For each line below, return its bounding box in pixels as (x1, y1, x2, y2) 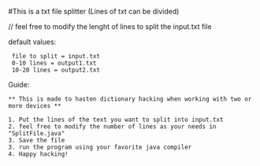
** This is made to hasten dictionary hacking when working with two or (8, 95, 252, 103)
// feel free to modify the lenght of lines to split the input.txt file (8, 22, 212, 31)
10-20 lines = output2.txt (11, 66, 101, 74)
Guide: (8, 80, 30, 89)
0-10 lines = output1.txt (11, 59, 97, 67)
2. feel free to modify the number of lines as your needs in (8, 123, 217, 131)
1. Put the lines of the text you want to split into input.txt (8, 116, 224, 124)
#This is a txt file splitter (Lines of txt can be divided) (8, 7, 180, 16)
